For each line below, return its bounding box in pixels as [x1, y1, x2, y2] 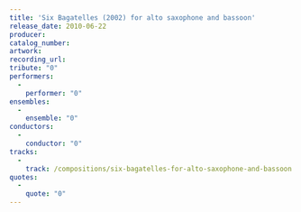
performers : [9, 72, 54, 81]
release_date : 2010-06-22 [9, 22, 106, 31]
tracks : [9, 147, 39, 156]
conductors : [9, 123, 54, 132]
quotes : [9, 172, 39, 181]
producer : [9, 30, 47, 39]
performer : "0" [25, 88, 83, 97]
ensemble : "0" [25, 114, 78, 123]
